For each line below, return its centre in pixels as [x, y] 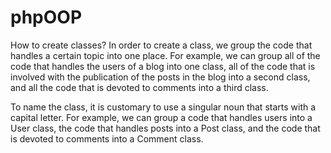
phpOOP [46, 17]
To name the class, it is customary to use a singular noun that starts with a [163, 107]
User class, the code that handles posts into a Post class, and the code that [165, 128]
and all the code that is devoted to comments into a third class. [139, 87]
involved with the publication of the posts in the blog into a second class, [160, 77]
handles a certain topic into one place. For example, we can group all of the [165, 55]
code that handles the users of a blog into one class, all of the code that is [163, 66]
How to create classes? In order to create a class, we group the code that [161, 45]
